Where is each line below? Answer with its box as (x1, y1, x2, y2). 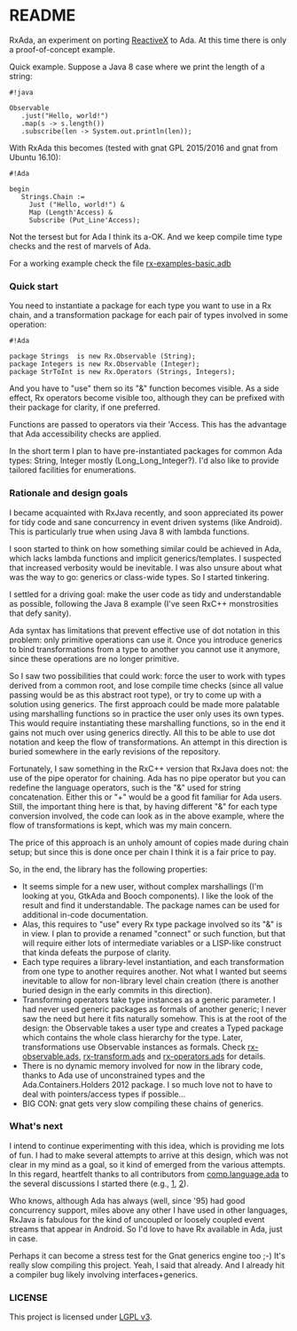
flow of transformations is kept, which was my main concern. (9, 819, 232, 831)
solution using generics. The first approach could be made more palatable (9, 698, 280, 709)
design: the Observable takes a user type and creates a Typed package (21, 1023, 284, 1033)
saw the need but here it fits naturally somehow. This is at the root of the (21, 1013, 287, 1024)
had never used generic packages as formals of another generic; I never (21, 1003, 286, 1014)
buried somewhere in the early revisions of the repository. (9, 745, 221, 756)
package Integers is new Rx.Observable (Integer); (9, 360, 200, 369)
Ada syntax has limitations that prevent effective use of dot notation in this (9, 625, 281, 635)
